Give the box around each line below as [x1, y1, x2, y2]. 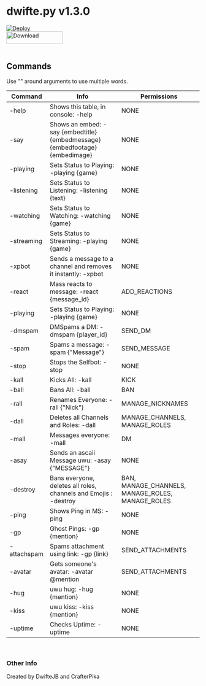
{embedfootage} [50, 143, 97, 152]
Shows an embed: [50, 120, 102, 128]
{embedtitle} [61, 128, 97, 136]
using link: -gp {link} [50, 549, 109, 558]
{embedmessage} [50, 135, 101, 144]
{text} [50, 193, 66, 202]
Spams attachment [50, 542, 104, 550]
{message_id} [50, 295, 90, 303]
